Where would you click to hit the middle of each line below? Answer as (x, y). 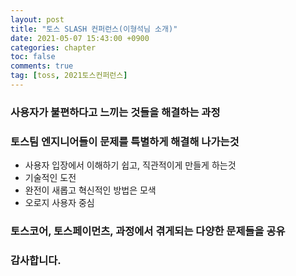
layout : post (37, 19)
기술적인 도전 (50, 178)
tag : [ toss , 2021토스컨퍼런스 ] (69, 76)
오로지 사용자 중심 (59, 203)
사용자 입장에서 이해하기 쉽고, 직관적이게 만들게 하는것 (130, 165)
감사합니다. (36, 260)
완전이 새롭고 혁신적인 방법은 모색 (90, 190)
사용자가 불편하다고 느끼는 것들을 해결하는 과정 (115, 112)
